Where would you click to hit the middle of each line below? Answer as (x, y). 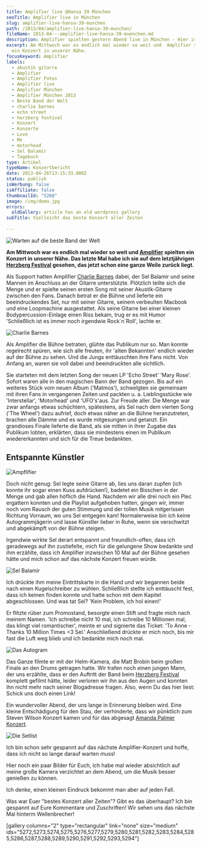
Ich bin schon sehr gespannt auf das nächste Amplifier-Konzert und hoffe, (98, 747)
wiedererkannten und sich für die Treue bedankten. (69, 439)
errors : (16, 207)
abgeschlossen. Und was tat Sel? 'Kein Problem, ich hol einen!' (84, 601)
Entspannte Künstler (45, 458)
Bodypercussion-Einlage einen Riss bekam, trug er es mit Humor (86, 315)
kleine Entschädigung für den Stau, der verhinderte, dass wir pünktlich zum (99, 711)
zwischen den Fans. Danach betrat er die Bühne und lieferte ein (85, 295)
